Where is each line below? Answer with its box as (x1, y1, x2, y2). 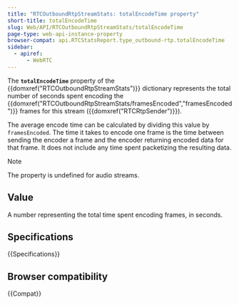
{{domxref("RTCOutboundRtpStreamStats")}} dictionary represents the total (7, 83, 231, 93)
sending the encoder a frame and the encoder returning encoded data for (7, 135, 224, 144)
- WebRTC (26, 57, 53, 64)
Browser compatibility (7, 270, 108, 282)
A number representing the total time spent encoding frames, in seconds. (7, 210, 223, 219)
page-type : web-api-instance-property (7, 30, 123, 38)
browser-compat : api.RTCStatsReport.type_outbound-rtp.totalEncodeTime (7, 37, 225, 44)
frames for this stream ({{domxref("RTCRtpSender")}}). (19, 106, 182, 115)
